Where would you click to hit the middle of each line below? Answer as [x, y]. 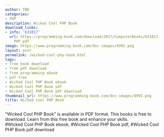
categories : [17, 14]
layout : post [18, 50]
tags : [10, 59]
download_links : [21, 28]
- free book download [27, 64]
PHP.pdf [21, 41]
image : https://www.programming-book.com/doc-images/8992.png [70, 46]
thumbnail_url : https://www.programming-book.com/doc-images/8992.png [78, 96]
